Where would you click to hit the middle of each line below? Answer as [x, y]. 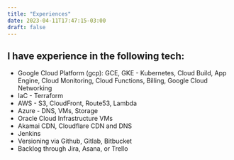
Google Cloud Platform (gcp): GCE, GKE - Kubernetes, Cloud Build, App [122, 73]
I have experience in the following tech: [96, 56]
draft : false [27, 27]
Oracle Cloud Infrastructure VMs [65, 119]
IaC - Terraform [40, 96]
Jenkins [29, 134]
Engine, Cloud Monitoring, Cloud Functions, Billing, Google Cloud [112, 81]
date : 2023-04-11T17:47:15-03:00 [57, 21]
